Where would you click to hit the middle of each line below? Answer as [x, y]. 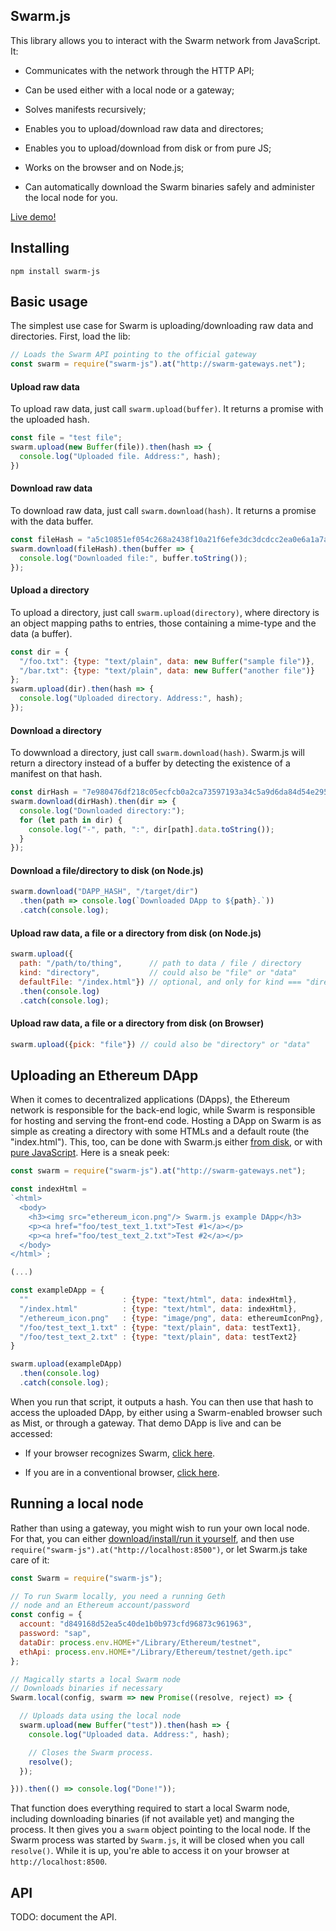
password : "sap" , [55, 1634]
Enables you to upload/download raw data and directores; [144, 128]
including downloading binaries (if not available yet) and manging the [152, 1819]
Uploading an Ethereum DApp [104, 1075]
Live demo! [33, 216]
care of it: [30, 1560]
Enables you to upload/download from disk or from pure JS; [148, 148]
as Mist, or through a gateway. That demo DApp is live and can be [146, 1423]
